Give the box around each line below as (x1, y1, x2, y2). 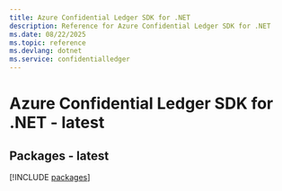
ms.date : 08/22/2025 (9, 30, 87, 39)
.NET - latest (9, 113, 105, 133)
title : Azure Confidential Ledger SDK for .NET (9, 13, 191, 22)
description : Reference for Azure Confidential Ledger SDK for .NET (9, 22, 271, 30)
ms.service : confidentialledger (9, 55, 130, 64)
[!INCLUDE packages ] (9, 172, 91, 182)
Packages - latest (9, 148, 110, 163)
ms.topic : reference (9, 38, 87, 48)
